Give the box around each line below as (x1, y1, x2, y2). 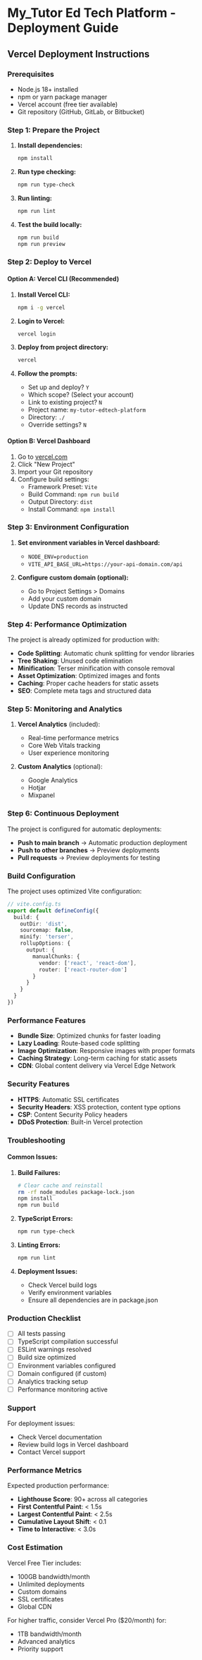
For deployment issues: (7, 1419, 75, 1428)
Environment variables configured (17, 1361, 116, 1370)
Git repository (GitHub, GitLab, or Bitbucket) (17, 107, 145, 116)
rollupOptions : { (20, 940, 71, 947)
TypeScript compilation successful (17, 1337, 118, 1346)
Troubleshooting (7, 1135, 65, 1145)
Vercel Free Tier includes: (7, 1558, 82, 1567)
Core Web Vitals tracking (27, 742, 101, 750)
